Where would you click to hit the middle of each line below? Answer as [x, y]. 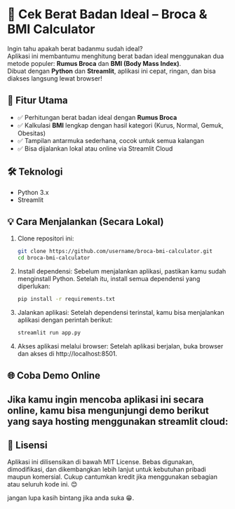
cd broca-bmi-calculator [54, 258]
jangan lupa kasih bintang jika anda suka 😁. [71, 498]
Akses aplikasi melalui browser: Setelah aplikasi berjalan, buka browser [120, 346]
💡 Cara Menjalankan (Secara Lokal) [86, 221]
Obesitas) [32, 133]
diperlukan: [34, 286]
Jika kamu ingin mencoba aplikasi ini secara [106, 399]
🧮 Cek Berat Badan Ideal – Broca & [107, 14]
